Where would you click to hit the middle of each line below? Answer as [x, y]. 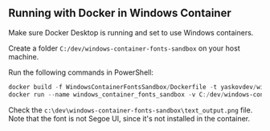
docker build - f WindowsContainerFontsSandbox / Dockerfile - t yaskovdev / [133, 87]
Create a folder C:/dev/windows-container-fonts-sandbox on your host [124, 48]
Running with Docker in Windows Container [120, 13]
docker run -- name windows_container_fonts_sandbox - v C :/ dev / [117, 94]
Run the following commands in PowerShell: [81, 72]
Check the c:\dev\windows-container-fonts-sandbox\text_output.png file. [131, 110]
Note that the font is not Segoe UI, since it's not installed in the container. [129, 118]
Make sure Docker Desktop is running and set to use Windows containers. [131, 32]
